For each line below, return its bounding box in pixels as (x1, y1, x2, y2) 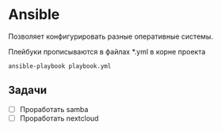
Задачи (8, 84, 48, 97)
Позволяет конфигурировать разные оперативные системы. (8, 32, 214, 41)
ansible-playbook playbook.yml (8, 62, 112, 70)
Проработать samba (19, 104, 89, 114)
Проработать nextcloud (19, 113, 99, 123)
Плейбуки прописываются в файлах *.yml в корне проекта (8, 47, 206, 56)
